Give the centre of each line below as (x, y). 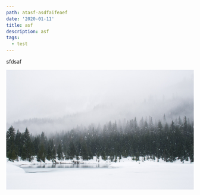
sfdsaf (14, 62)
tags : (13, 38)
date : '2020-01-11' (30, 19)
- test (20, 44)
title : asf (20, 25)
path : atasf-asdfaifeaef (37, 12)
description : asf (28, 32)
